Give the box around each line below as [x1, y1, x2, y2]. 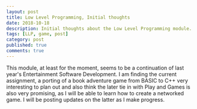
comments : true [6, 48, 44, 54]
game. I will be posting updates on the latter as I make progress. [6, 96, 165, 103]
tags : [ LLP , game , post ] [6, 31, 68, 37]
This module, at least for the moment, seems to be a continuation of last [6, 64, 184, 71]
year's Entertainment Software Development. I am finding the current [6, 70, 177, 78]
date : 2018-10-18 [6, 20, 50, 26]
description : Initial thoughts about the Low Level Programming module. [6, 25, 192, 32]
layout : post [6, 8, 39, 15]
